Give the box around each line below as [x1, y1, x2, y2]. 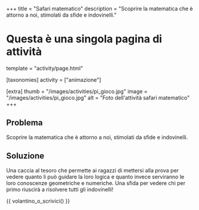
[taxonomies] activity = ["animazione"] [6, 76, 102, 83]
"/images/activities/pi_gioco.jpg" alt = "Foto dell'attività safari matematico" [6, 94, 190, 101]
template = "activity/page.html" [6, 64, 84, 72]
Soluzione [6, 151, 45, 161]
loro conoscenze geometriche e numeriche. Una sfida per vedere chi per [6, 179, 186, 187]
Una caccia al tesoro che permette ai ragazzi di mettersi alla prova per [6, 166, 179, 174]
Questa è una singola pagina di [6, 32, 163, 46]
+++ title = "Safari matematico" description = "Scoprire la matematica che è [6, 5, 193, 12]
